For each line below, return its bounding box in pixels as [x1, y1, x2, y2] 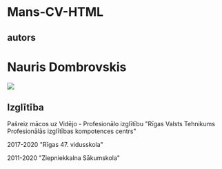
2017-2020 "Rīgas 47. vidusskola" [7, 141, 103, 149]
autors [7, 32, 36, 43]
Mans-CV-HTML [7, 4, 104, 20]
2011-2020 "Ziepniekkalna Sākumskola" [7, 154, 121, 162]
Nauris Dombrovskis [7, 59, 127, 74]
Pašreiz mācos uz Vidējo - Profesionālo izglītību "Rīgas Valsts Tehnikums [7, 120, 216, 128]
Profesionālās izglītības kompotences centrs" [7, 127, 137, 135]
